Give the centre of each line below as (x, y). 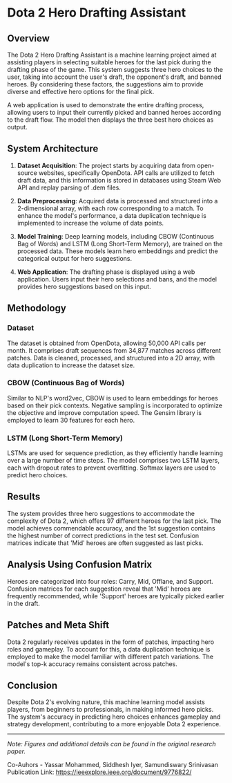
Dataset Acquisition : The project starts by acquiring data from (106, 165)
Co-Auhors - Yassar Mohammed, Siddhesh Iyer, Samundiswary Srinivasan (113, 765)
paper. (17, 751)
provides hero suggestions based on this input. (84, 286)
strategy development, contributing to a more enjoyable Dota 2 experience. (114, 724)
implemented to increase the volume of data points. (90, 223)
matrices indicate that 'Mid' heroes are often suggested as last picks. (105, 543)
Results (24, 497)
